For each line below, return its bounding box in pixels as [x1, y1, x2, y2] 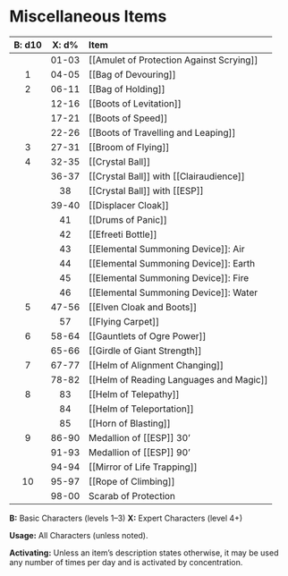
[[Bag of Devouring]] [88, 68, 176, 80]
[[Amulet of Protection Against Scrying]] [88, 54, 258, 66]
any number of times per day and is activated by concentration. [9, 556, 243, 567]
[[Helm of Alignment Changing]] [88, 359, 224, 371]
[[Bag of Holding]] [88, 82, 165, 95]
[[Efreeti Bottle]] [88, 228, 157, 241]
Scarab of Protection [88, 489, 176, 502]
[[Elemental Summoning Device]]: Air [88, 242, 245, 255]
